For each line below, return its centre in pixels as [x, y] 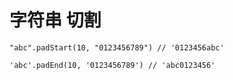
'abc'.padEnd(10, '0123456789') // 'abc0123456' [112, 65]
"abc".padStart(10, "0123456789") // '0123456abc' [117, 47]
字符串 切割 [55, 20]
